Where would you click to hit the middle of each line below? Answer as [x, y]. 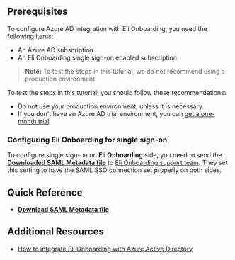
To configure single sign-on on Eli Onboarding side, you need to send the [115, 155]
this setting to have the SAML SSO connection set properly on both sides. [115, 170]
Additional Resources [56, 232]
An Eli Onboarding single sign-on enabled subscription [97, 57]
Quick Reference [45, 192]
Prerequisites [38, 12]
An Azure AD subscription [55, 50]
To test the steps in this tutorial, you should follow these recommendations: [117, 92]
